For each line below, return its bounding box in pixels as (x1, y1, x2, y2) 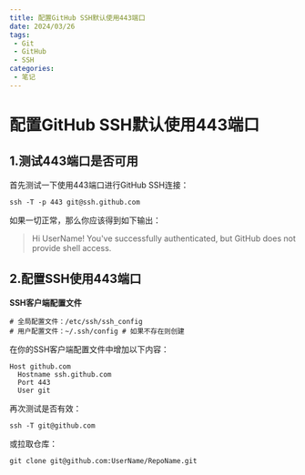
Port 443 (17, 378, 51, 387)
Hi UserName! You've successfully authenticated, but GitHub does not (31, 233, 296, 244)
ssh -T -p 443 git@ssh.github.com (9, 197, 141, 207)
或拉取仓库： (9, 438, 57, 449)
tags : (9, 30, 30, 39)
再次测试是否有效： (9, 402, 82, 414)
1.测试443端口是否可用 (9, 154, 139, 169)
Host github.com (9, 361, 71, 371)
